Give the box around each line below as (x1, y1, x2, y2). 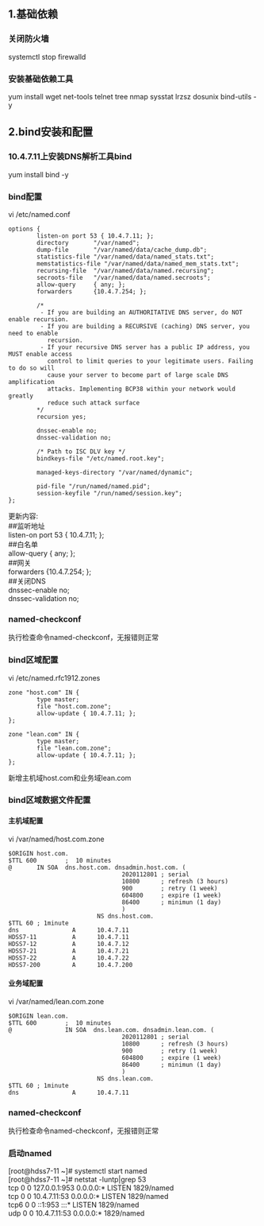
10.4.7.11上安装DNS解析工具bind (8, 151, 132, 162)
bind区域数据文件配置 (8, 794, 91, 805)
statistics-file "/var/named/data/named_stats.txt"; (36, 253, 215, 261)
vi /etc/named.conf (8, 209, 71, 219)
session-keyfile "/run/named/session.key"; (36, 489, 182, 497)
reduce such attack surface (47, 398, 140, 407)
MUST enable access (8, 350, 73, 358)
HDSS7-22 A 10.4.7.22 (8, 953, 129, 962)
